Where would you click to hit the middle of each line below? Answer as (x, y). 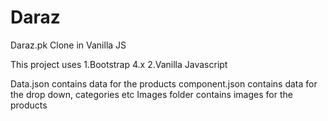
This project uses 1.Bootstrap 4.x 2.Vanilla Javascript (119, 64)
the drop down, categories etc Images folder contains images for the (151, 94)
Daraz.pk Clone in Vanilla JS (68, 45)
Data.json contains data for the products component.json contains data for (164, 83)
